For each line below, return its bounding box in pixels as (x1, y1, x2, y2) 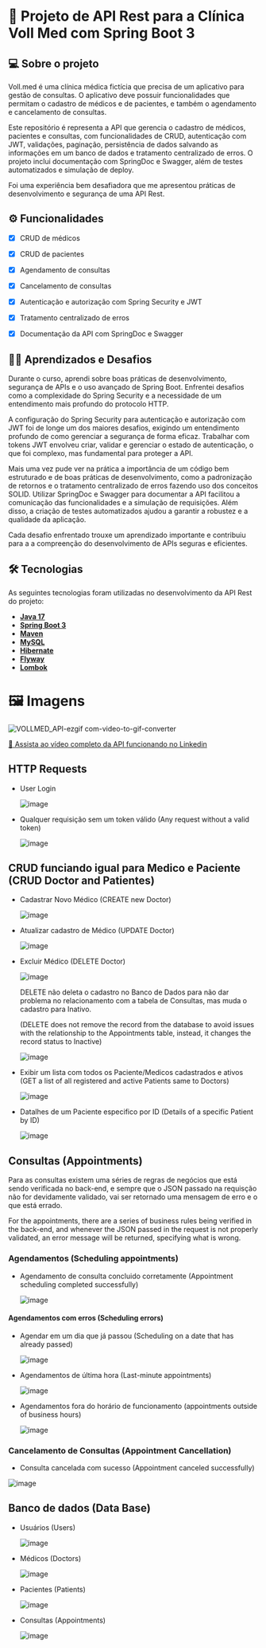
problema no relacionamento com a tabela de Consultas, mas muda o (19, 996, 248, 1006)
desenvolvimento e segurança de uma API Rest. (8, 189, 165, 198)
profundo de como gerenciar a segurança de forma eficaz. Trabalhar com (8, 432, 250, 441)
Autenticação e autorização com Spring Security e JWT (19, 297, 202, 307)
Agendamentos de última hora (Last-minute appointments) (19, 1370, 212, 1379)
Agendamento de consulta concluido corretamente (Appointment (19, 1271, 233, 1281)
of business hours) (19, 1410, 82, 1419)
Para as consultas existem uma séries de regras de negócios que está (8, 1175, 238, 1185)
